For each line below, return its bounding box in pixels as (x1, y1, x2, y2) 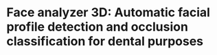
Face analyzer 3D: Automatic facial (6, 5, 211, 20)
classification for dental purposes (6, 34, 204, 49)
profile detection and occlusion (6, 19, 188, 35)
